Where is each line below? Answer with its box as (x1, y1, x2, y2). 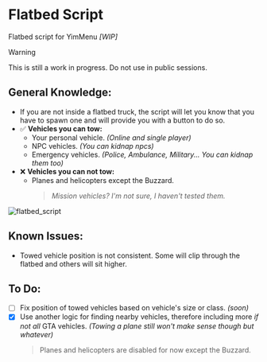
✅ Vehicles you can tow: (19, 123, 103, 133)
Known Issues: (8, 229, 83, 243)
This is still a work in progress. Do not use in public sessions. (8, 62, 208, 72)
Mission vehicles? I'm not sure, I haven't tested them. (51, 191, 226, 200)
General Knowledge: (8, 86, 112, 99)
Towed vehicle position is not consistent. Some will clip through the (19, 251, 241, 260)
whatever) (19, 329, 54, 339)
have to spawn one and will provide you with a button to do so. (19, 115, 226, 125)
